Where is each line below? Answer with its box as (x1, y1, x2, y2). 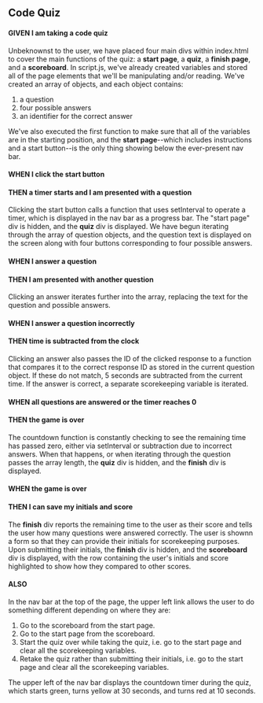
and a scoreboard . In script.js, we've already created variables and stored (8, 62, 248, 72)
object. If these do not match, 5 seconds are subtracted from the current (8, 370, 243, 380)
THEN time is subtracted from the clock (8, 336, 140, 346)
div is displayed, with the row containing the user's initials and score (8, 553, 229, 562)
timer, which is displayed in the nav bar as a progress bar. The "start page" (8, 213, 250, 223)
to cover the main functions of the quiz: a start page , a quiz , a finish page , (8, 54, 251, 64)
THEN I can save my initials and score (8, 501, 133, 511)
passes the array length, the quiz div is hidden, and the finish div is (8, 457, 226, 467)
